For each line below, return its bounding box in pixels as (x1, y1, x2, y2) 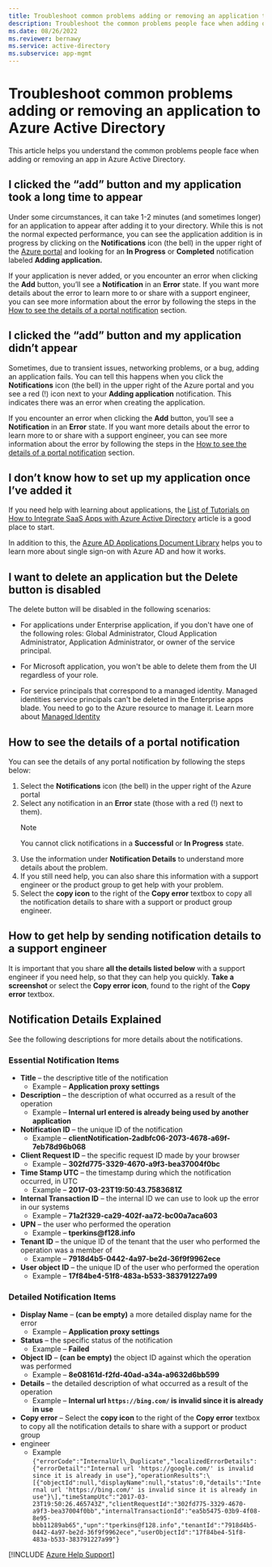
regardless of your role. (19, 670, 99, 680)
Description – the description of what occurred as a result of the (19, 1090, 236, 1099)
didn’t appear (8, 341, 79, 355)
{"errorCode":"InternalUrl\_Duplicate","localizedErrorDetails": (32, 1458, 257, 1466)
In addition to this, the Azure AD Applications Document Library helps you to (8, 538, 263, 548)
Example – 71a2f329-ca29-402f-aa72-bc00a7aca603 (32, 1210, 219, 1220)
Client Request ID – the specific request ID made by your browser (19, 1150, 240, 1160)
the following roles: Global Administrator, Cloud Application (19, 629, 217, 639)
